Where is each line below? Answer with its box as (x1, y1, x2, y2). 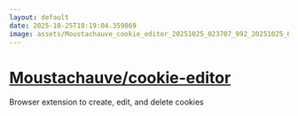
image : (9, 29, 34, 38)
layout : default (9, 12, 69, 22)
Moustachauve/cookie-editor (9, 67, 231, 88)
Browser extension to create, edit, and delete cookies (9, 97, 204, 107)
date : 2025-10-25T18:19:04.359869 (9, 21, 137, 30)
